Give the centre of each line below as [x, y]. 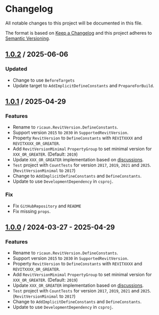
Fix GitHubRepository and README [47, 206]
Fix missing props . [32, 211]
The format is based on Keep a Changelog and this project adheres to [79, 33]
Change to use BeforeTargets [44, 80]
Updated [16, 69]
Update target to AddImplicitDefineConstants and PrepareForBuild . [83, 85]
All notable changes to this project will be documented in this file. [74, 23]
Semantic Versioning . [28, 38]
